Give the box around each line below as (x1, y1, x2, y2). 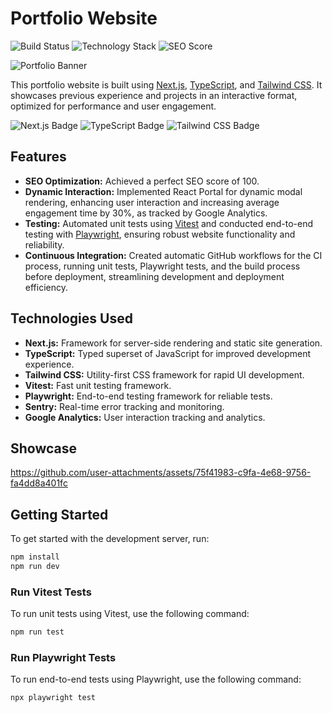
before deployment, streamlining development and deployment (24, 270, 285, 282)
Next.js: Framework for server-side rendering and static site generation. (24, 337, 323, 349)
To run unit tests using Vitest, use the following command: (10, 608, 250, 620)
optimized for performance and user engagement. (10, 100, 217, 112)
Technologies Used (10, 310, 133, 327)
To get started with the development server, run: (10, 533, 210, 545)
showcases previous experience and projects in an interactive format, (10, 89, 298, 101)
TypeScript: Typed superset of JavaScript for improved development (24, 347, 311, 359)
